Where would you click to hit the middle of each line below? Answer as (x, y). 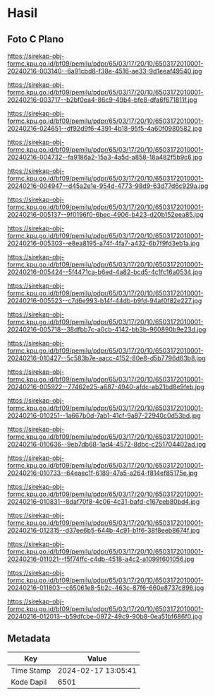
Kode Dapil (29, 682)
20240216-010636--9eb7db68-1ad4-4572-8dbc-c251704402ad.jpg (107, 444)
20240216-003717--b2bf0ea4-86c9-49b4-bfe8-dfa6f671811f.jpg (102, 100)
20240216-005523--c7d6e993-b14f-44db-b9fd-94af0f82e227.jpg (105, 301)
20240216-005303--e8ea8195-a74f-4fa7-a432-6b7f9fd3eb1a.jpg (104, 243)
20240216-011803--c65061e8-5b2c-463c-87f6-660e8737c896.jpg (106, 588)
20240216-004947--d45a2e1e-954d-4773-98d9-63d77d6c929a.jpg (108, 186)
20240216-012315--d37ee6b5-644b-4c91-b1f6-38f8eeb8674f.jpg (104, 530)
